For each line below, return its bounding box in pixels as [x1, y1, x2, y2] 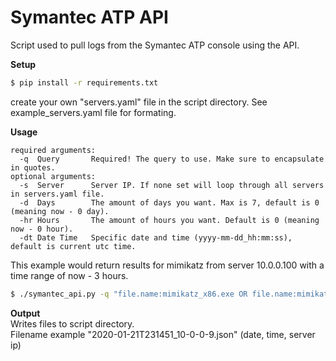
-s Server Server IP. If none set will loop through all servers [19, 180, 325, 190]
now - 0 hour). [10, 224, 74, 234]
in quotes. [10, 162, 56, 173]
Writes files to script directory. [10, 317, 135, 330]
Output [10, 307, 41, 319]
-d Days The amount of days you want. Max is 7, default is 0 [19, 197, 320, 208]
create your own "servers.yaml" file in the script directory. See [10, 96, 268, 108]
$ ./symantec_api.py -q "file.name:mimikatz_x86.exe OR [10, 289, 248, 299]
